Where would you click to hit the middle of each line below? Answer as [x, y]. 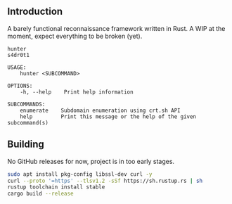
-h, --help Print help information [77, 92]
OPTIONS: [20, 86]
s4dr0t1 [19, 55]
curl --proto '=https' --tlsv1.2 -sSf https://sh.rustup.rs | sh [105, 181]
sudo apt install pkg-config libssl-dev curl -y [80, 174]
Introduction [35, 12]
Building [26, 145]
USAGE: [17, 67]
